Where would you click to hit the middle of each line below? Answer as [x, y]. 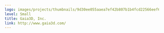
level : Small [18, 14]
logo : [10, 9]
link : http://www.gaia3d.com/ [35, 23]
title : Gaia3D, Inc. [26, 18]
